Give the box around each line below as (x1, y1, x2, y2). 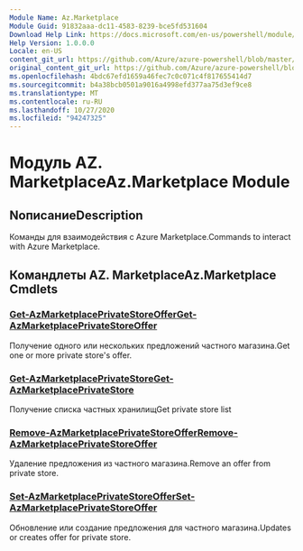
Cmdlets (9, 281, 59, 297)
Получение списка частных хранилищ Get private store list (9, 404, 232, 415)
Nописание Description (9, 207, 143, 223)
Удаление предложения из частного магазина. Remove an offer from (9, 458, 271, 469)
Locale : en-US (9, 47, 63, 56)
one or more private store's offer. (9, 349, 133, 361)
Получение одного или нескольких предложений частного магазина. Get (9, 340, 290, 351)
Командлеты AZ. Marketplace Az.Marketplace (9, 267, 277, 282)
